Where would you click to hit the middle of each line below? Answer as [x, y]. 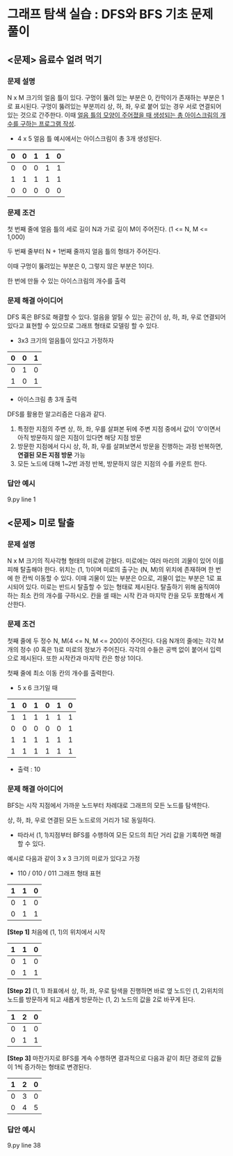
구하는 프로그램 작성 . [48, 123]
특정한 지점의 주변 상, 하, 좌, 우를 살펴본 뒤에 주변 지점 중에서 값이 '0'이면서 [119, 429]
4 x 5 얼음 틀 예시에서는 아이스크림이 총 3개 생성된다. [89, 138]
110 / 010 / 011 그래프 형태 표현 [59, 873]
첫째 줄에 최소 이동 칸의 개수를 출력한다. [61, 673]
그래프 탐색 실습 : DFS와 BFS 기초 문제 [110, 14]
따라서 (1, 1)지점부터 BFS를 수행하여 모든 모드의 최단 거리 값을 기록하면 [113, 835]
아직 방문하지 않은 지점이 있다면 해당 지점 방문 [79, 438]
